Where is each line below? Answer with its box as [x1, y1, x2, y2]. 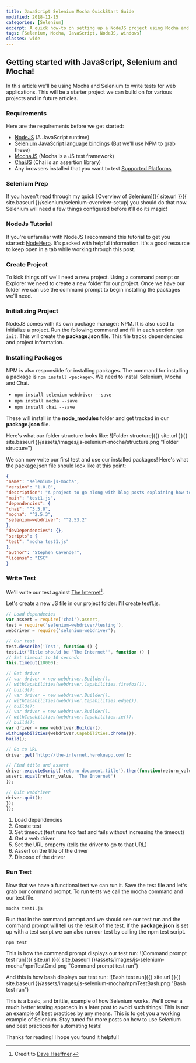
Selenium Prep [6, 180, 48, 188]
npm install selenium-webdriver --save [14, 392, 112, 398]
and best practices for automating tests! [6, 1022, 102, 1029]
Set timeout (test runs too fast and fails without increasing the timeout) [14, 829, 185, 836]
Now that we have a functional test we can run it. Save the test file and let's [6, 881, 187, 888]
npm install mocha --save [14, 398, 78, 404]
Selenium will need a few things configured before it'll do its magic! [6, 206, 167, 213]
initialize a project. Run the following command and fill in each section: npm [6, 326, 185, 334]
